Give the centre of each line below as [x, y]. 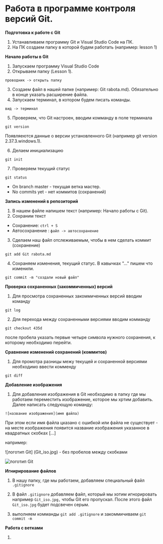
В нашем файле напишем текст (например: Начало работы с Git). [80, 210]
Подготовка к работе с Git [33, 32]
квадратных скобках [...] [30, 433]
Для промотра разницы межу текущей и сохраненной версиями [80, 361]
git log [13, 310]
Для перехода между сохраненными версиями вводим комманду [81, 319]
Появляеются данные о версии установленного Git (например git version [81, 136]
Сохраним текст [29, 216]
